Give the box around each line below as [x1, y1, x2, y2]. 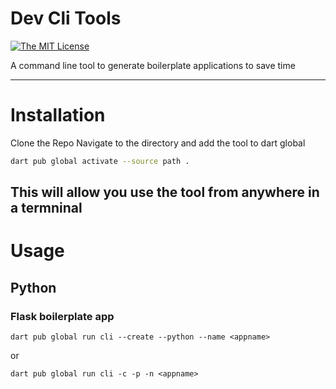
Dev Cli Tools [10, 7, 122, 30]
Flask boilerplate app [10, 309, 115, 323]
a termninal [10, 200, 83, 217]
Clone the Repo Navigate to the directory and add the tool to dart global [10, 137, 306, 149]
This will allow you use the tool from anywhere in [10, 184, 320, 201]
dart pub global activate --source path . [10, 156, 190, 166]
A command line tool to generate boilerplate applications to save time [10, 59, 296, 71]
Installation [10, 104, 106, 127]
